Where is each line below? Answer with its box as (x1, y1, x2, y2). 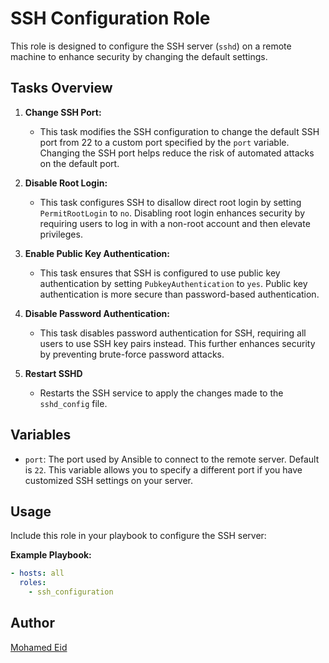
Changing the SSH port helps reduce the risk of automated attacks (39, 147, 315, 159)
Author (10, 615, 55, 632)
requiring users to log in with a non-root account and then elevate (39, 217, 311, 229)
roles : (19, 578, 47, 588)
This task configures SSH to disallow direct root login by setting (39, 196, 302, 208)
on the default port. (39, 157, 120, 169)
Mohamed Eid (10, 641, 68, 653)
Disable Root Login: (24, 177, 108, 189)
